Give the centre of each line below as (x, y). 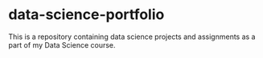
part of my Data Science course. (62, 44)
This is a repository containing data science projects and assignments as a (132, 37)
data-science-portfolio (86, 15)
